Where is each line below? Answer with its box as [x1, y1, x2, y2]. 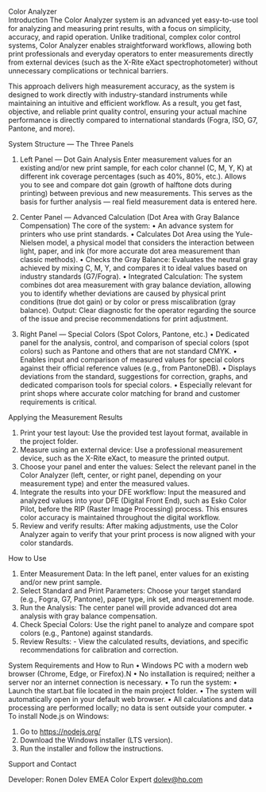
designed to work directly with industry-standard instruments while [8, 90, 228, 99]
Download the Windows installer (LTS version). [19, 735, 173, 744]
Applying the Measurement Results [8, 413, 123, 421]
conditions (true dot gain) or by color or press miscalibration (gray [19, 297, 236, 306]
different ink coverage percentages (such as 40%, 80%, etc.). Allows [19, 171, 247, 181]
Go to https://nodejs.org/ [19, 727, 102, 736]
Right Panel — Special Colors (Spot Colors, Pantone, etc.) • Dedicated [19, 330, 250, 339]
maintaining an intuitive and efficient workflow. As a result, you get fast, [8, 99, 242, 108]
